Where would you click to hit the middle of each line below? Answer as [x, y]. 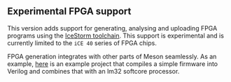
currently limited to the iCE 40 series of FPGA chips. [82, 43]
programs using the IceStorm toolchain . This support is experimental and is [115, 35]
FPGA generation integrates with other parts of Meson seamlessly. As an [112, 56]
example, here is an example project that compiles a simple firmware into [113, 64]
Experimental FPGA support [69, 11]
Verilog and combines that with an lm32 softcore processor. [93, 71]
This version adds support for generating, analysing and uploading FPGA [112, 28]
